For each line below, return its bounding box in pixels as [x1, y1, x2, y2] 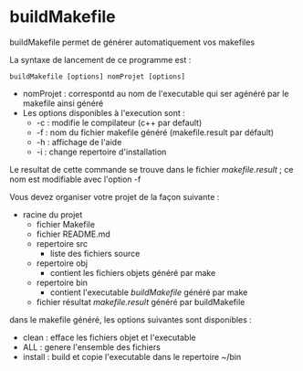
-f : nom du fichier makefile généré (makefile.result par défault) [36, 126, 275, 138]
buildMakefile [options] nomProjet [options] [9, 71, 185, 81]
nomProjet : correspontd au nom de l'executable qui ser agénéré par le [22, 88, 289, 99]
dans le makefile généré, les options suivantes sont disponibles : [9, 313, 253, 325]
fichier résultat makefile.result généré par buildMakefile [36, 296, 246, 307]
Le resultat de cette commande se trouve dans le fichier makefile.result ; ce [9, 164, 294, 175]
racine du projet [22, 208, 83, 220]
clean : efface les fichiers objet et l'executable [22, 332, 196, 343]
